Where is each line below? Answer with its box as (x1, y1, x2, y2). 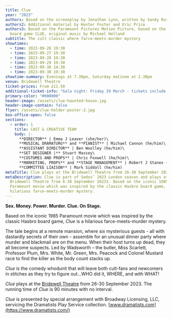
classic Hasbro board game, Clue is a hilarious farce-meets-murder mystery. (5, 218, 167, 224)
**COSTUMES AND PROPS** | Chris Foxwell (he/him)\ (18, 155, 130, 161)
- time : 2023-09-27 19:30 (10, 50, 66, 55)
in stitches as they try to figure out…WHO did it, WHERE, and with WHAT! (5, 270, 160, 277)
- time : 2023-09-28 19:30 (10, 55, 66, 61)
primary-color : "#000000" (5, 93, 60, 98)
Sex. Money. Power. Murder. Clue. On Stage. (5, 203, 101, 209)
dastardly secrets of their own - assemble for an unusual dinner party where (5, 233, 166, 240)
